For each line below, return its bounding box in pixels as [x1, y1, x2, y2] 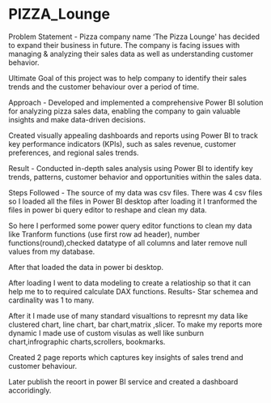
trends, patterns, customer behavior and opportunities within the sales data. [8, 172, 261, 182]
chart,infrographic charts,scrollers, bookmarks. [8, 337, 166, 346]
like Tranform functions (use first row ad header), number [8, 229, 201, 239]
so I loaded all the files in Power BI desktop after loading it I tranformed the [8, 196, 257, 206]
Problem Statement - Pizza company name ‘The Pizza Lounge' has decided [8, 32, 260, 41]
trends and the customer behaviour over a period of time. [8, 82, 200, 92]
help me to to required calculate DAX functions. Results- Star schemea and [8, 286, 259, 296]
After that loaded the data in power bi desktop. [8, 262, 164, 272]
